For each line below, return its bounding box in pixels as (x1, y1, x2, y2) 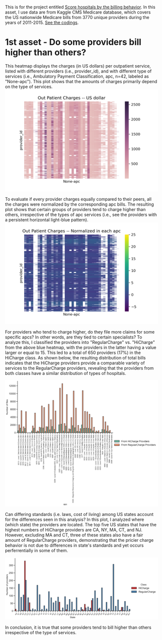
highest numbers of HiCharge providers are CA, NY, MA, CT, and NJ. (5, 527, 143, 533)
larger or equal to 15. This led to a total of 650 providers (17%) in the (5, 350, 141, 356)
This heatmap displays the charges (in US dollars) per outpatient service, (5, 63, 151, 69)
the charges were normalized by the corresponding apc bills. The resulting (5, 201, 154, 207)
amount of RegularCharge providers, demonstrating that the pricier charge (5, 537, 154, 543)
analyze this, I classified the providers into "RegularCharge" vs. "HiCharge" (5, 339, 155, 345)
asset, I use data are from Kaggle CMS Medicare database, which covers (5, 9, 151, 15)
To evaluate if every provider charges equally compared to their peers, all (5, 196, 152, 202)
